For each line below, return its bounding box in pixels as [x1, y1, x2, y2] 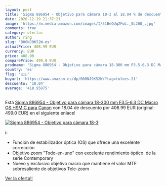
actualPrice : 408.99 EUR [5, 44, 56, 49]
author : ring [5, 35, 32, 40]
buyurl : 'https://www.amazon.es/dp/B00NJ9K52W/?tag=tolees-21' [5, 76, 138, 81]
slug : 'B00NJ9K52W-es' [5, 40, 52, 45]
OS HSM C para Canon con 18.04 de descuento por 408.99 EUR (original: [5, 105, 155, 111]
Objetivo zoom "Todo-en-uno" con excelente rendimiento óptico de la [12, 150, 156, 156]
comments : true [5, 26, 37, 31]
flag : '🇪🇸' [5, 72, 30, 77]
